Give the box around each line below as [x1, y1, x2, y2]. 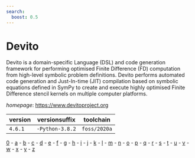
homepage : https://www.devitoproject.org [6, 101, 109, 109]
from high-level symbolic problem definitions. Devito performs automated [6, 71, 185, 78]
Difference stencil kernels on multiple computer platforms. [6, 90, 148, 97]
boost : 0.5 [11, 14, 38, 20]
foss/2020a [82, 126, 112, 133]
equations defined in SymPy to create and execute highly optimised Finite [6, 84, 186, 91]
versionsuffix [37, 116, 76, 124]
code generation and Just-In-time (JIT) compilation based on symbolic [6, 78, 178, 85]
